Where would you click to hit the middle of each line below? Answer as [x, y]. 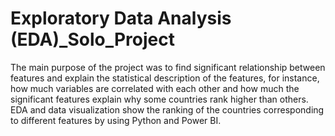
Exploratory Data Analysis [121, 18]
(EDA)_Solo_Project [92, 39]
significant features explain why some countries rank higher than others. [159, 99]
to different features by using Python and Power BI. [116, 120]
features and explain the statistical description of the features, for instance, [165, 78]
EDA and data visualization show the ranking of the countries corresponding [167, 109]
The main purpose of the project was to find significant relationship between [168, 67]
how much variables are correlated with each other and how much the [155, 88]
